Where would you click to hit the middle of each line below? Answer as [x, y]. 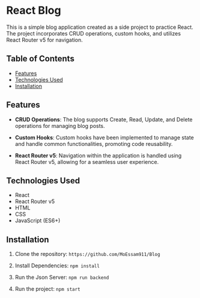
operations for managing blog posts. [60, 126]
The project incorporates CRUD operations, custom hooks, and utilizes [94, 33]
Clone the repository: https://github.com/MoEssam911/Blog [87, 254]
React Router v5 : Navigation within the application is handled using [98, 155]
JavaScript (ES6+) [38, 220]
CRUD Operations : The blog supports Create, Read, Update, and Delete [104, 119]
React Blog [34, 11]
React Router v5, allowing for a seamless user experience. [87, 162]
